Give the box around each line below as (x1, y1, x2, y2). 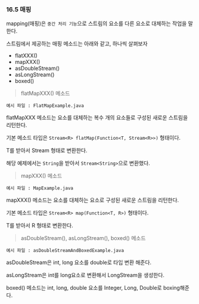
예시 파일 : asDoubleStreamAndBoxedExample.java (6, 248, 124, 254)
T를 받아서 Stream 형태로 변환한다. (6, 147, 88, 154)
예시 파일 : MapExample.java (6, 185, 73, 192)
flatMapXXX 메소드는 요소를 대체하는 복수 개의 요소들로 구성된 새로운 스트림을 (6, 114, 188, 121)
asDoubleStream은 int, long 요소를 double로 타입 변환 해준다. (6, 259, 152, 266)
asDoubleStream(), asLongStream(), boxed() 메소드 (20, 235, 146, 242)
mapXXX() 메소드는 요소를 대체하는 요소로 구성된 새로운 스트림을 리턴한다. (6, 196, 179, 204)
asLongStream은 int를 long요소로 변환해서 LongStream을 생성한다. (6, 272, 165, 279)
